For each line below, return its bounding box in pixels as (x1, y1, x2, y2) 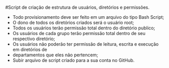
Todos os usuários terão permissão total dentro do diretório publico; (12, 25, 155, 31)
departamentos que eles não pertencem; (12, 52, 98, 58)
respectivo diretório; (12, 36, 55, 42)
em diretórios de (12, 47, 47, 52)
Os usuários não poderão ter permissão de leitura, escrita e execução (12, 41, 159, 47)
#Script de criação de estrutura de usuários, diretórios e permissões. (5, 5, 150, 10)
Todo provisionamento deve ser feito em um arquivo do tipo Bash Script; (12, 14, 164, 20)
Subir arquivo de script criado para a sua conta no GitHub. (12, 57, 135, 63)
